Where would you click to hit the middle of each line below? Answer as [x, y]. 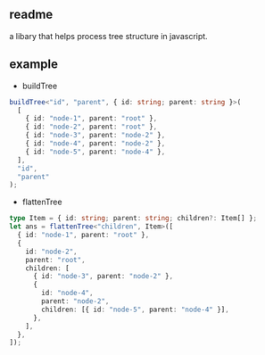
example [34, 65]
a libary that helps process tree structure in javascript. [108, 36]
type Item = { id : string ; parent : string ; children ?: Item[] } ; [133, 219]
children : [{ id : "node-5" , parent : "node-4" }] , [135, 310]
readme [31, 15]
